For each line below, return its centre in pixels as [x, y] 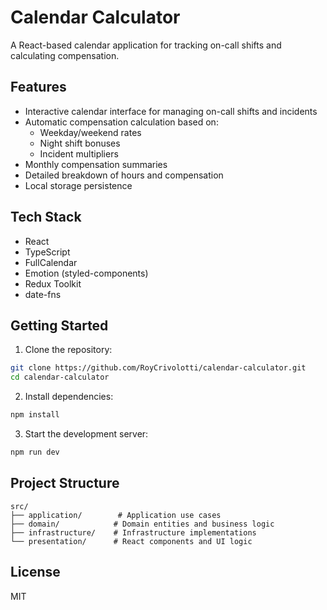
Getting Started [59, 325]
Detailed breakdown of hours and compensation [124, 175]
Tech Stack [46, 217]
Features [38, 87]
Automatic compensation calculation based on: [121, 122]
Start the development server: [86, 434]
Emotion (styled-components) [86, 273]
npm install [35, 415]
